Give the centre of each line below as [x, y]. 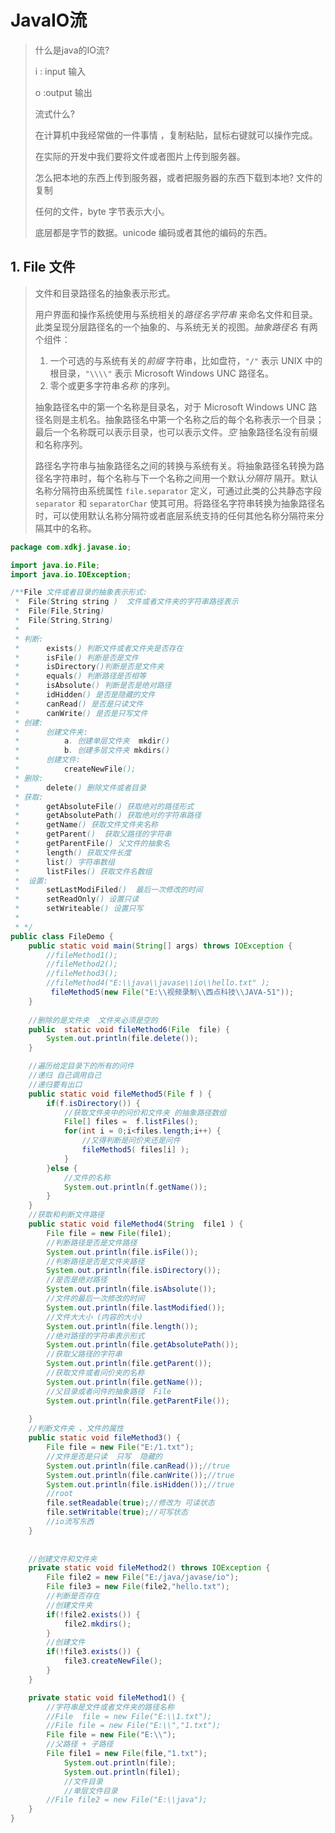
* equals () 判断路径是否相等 [80, 676]
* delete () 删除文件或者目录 [80, 787]
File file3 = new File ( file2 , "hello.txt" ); [138, 1587]
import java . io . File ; [55, 565]
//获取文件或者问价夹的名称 [95, 1373]
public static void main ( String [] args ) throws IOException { [160, 946]
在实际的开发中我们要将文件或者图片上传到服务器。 [140, 156]
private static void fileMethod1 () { [107, 1697]
